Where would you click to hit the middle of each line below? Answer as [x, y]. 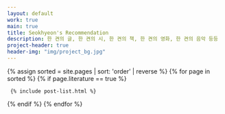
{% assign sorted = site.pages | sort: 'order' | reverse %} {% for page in [109, 71]
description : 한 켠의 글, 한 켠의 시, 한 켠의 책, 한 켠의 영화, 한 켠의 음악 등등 [113, 39]
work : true [23, 20]
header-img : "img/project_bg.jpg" [57, 52]
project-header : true [38, 45]
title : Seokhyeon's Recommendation [58, 33]
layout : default [30, 13]
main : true [23, 26]
